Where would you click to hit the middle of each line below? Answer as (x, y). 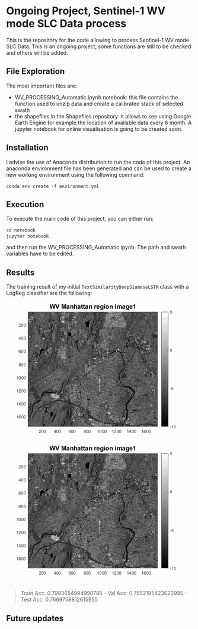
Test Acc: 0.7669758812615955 (59, 600)
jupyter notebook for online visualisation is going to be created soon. (98, 129)
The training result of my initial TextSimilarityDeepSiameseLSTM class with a (98, 287)
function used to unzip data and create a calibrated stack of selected (99, 104)
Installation (27, 148)
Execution (25, 204)
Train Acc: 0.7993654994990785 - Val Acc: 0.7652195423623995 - (104, 593)
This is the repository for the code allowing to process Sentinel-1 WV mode (98, 40)
